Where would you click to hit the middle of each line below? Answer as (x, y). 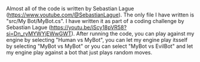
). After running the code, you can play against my (133, 34)
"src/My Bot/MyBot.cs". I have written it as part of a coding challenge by (95, 21)
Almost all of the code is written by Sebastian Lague (70, 9)
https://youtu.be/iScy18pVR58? (89, 27)
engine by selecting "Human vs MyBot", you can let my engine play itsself (97, 40)
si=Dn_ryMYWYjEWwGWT (39, 34)
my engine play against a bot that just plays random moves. (79, 52)
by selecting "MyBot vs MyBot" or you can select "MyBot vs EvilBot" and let (100, 46)
